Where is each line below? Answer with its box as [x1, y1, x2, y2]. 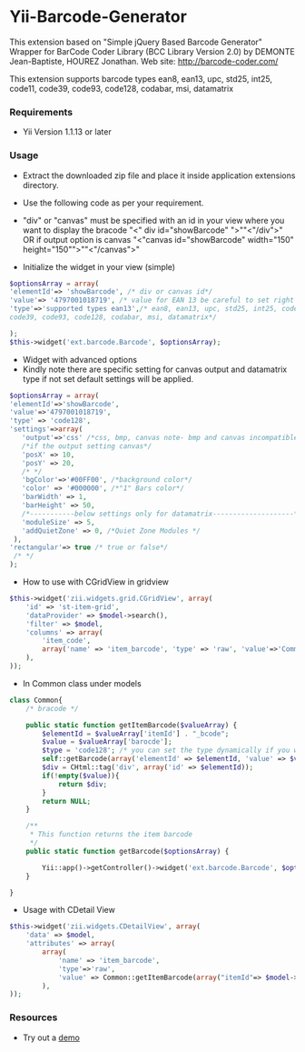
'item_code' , [42, 636, 92, 646]
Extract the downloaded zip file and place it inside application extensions [22, 170, 296, 181]
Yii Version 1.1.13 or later [22, 126, 112, 137]
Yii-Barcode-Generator [9, 6, 188, 27]
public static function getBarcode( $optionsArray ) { [25, 847, 230, 856]
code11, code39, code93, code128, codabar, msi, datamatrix [9, 83, 234, 94]
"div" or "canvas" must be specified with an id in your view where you [22, 215, 285, 225]
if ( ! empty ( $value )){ [42, 771, 120, 780]
